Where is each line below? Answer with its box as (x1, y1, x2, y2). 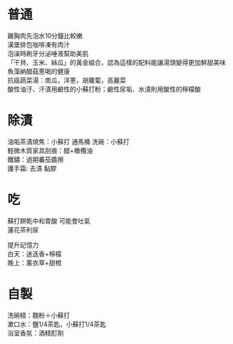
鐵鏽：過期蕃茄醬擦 (7, 155, 64, 164)
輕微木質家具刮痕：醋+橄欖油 (7, 146, 93, 155)
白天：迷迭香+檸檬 (7, 249, 62, 258)
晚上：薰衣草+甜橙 (7, 258, 62, 267)
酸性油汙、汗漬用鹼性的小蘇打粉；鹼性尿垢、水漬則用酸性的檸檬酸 (7, 85, 201, 93)
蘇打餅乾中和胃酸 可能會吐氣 (7, 217, 90, 225)
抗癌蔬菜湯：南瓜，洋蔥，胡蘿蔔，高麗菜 (7, 75, 126, 84)
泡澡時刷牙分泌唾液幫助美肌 (7, 49, 89, 58)
